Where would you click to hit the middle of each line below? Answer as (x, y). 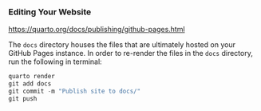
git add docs (30, 84)
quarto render (32, 77)
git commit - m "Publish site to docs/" (75, 91)
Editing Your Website (50, 12)
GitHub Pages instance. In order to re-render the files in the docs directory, (130, 54)
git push (23, 98)
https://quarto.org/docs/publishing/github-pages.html (97, 30)
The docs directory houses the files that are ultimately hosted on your (122, 45)
